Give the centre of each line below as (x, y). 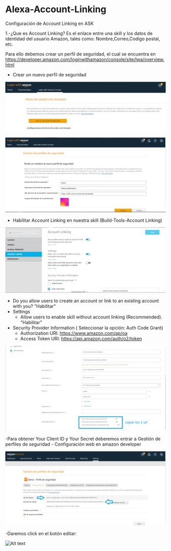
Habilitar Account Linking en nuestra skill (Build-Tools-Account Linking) (87, 220)
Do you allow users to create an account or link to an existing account (86, 301)
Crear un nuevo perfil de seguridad (49, 74)
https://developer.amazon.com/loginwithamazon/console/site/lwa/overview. (85, 59)
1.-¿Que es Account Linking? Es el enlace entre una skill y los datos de (79, 33)
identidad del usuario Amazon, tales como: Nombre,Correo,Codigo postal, (83, 39)
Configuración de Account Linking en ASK (50, 23)
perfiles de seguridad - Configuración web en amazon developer (73, 444)
